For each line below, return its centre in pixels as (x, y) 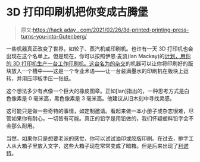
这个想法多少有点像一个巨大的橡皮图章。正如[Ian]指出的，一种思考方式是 (95, 91)
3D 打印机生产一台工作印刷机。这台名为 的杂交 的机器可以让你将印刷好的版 (103, 63)
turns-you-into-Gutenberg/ (54, 36)
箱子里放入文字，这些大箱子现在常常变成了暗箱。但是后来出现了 (100, 145)
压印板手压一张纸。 (50, 78)
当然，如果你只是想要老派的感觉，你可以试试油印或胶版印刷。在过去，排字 (97, 138)
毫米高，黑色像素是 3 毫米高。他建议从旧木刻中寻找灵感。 (104, 98)
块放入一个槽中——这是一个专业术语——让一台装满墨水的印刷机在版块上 (95, 71)
